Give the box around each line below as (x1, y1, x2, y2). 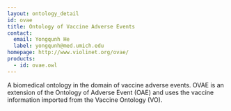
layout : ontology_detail (7, 10, 79, 17)
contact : (7, 29, 33, 37)
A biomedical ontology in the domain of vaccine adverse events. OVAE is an (7, 80, 225, 89)
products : (7, 55, 36, 62)
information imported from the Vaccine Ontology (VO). (7, 95, 163, 104)
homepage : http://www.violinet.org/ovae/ (7, 49, 129, 56)
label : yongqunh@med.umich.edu (13, 42, 104, 49)
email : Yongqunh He (13, 36, 70, 43)
